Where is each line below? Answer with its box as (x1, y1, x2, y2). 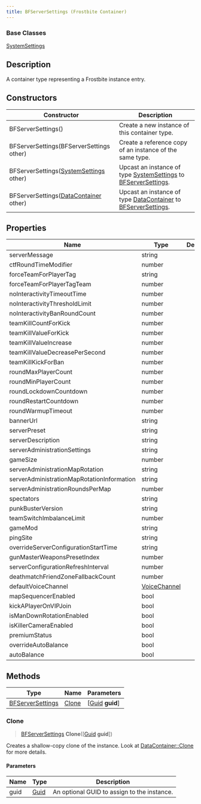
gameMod (9, 524, 38, 532)
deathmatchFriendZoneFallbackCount (9, 572, 115, 581)
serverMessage (9, 251, 54, 259)
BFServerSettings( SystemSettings (9, 166, 105, 175)
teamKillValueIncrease (9, 338, 72, 347)
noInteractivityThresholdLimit (9, 299, 92, 308)
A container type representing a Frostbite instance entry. (6, 76, 146, 83)
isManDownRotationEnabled (9, 611, 89, 620)
